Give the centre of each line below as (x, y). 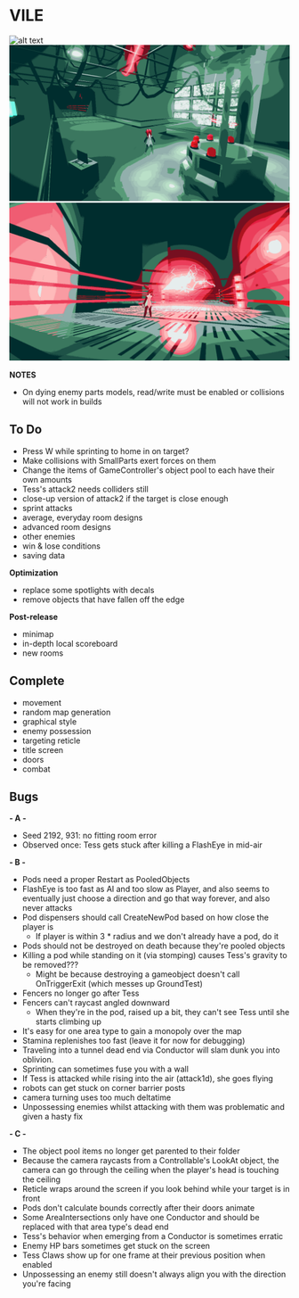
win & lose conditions (61, 546)
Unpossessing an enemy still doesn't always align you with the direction (154, 1274)
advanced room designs (66, 526)
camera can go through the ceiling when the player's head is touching (150, 1170)
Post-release (34, 616)
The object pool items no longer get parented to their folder (131, 1151)
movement (42, 702)
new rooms (43, 653)
